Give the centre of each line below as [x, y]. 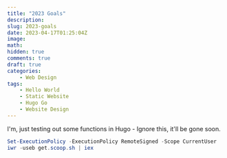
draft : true [24, 65]
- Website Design [44, 109]
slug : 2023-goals [32, 26]
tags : [15, 84]
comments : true [29, 58]
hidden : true [26, 52]
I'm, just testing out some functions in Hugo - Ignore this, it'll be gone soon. [114, 128]
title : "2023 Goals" [37, 13]
